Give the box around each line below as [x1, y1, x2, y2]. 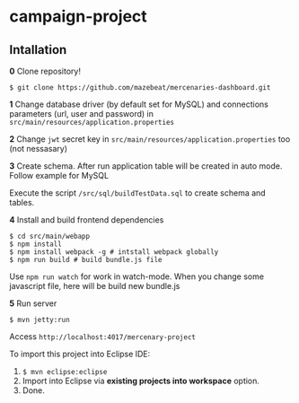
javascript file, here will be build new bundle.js [9, 281, 180, 291]
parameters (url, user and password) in [9, 109, 154, 118]
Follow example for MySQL [9, 171, 110, 180]
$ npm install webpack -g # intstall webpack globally [9, 248, 219, 257]
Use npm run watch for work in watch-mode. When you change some [9, 271, 265, 282]
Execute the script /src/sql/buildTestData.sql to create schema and [9, 188, 267, 198]
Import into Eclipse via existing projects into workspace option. [22, 375, 260, 386]
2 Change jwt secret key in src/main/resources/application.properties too [9, 134, 291, 145]
